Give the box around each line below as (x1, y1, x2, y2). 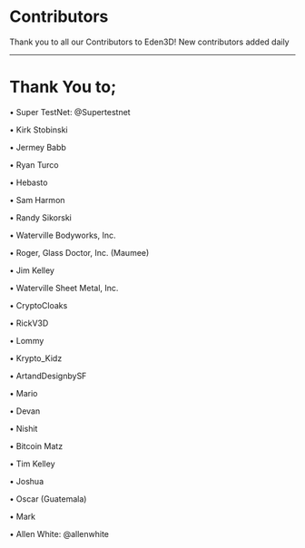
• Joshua (9, 475, 44, 486)
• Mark (9, 511, 36, 522)
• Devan (9, 406, 41, 416)
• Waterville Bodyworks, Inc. (9, 230, 116, 240)
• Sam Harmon (9, 194, 65, 205)
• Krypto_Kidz (9, 352, 63, 364)
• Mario (9, 387, 38, 398)
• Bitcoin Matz (9, 440, 64, 451)
